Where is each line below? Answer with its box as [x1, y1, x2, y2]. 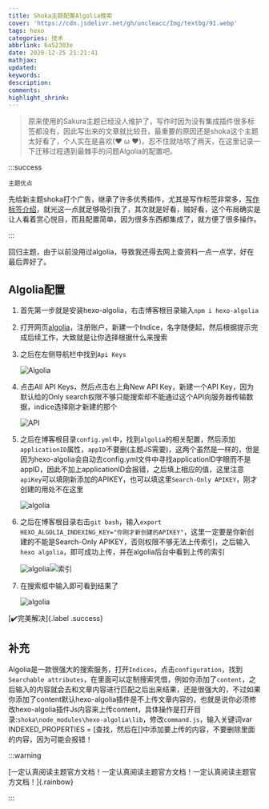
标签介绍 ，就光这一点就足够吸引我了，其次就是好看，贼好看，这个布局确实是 [8, 205, 261, 214]
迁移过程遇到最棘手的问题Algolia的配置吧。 [34, 146, 178, 156]
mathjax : [8, 57, 38, 65]
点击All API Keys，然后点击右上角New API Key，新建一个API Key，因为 [19, 382, 255, 392]
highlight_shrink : [8, 94, 70, 102]
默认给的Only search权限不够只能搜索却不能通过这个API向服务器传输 [19, 392, 247, 402]
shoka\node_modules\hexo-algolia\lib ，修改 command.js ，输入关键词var [17, 714, 253, 724]
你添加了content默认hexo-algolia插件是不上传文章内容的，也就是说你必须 [8, 694, 250, 704]
